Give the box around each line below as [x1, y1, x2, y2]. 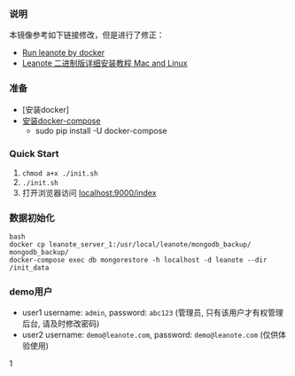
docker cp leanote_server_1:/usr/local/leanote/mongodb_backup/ [9, 240, 252, 249]
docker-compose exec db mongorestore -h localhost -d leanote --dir [9, 255, 268, 265]
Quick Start [9, 147, 59, 160]
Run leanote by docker [21, 47, 105, 59]
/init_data [9, 263, 50, 272]
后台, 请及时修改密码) [21, 318, 100, 329]
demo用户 [9, 286, 53, 298]
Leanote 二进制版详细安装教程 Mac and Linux [21, 58, 188, 68]
